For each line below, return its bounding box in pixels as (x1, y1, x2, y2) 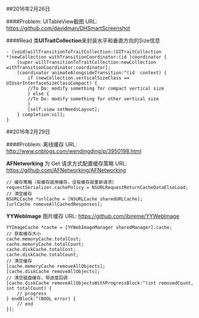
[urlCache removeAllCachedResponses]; (6, 201, 103, 207)
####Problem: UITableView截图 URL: (6, 18, 97, 25)
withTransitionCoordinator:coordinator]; (6, 65, 111, 71)
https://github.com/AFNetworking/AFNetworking (6, 167, 127, 173)
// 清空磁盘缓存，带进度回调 (6, 275, 68, 281)
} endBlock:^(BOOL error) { (6, 296, 76, 302)
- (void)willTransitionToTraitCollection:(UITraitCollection (6, 49, 162, 55)
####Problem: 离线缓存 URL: (6, 141, 78, 148)
